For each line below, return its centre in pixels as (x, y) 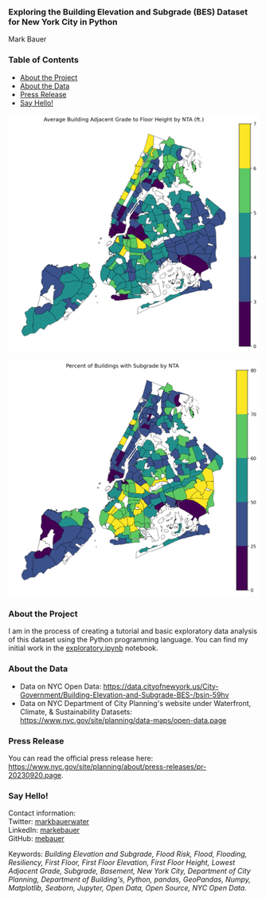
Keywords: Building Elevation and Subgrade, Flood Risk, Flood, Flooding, (128, 854)
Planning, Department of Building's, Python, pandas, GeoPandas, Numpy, (129, 879)
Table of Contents (44, 60)
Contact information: (42, 813)
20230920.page (35, 775)
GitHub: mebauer (37, 839)
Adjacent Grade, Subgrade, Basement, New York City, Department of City (129, 871)
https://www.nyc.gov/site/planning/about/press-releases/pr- (108, 766)
